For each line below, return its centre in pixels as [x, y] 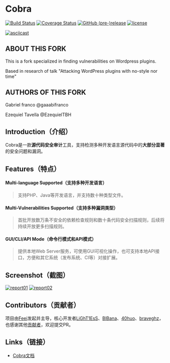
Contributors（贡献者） [43, 305]
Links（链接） [27, 342]
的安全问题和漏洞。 [25, 151]
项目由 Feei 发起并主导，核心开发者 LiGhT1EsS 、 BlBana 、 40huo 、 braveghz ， [84, 318]
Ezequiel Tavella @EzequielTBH [38, 115]
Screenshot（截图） [37, 275]
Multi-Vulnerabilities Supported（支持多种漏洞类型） [62, 208]
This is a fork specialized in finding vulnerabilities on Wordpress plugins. [81, 61]
